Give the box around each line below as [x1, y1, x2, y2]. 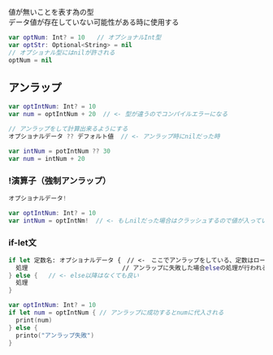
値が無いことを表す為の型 [8, 7, 94, 16]
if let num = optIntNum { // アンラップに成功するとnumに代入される [8, 309, 224, 317]
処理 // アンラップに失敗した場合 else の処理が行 [15, 263, 250, 272]
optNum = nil [8, 56, 53, 64]
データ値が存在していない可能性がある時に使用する [8, 17, 180, 27]
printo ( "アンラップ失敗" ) [15, 331, 95, 340]
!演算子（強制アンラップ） [8, 175, 111, 187]
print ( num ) [15, 316, 53, 324]
